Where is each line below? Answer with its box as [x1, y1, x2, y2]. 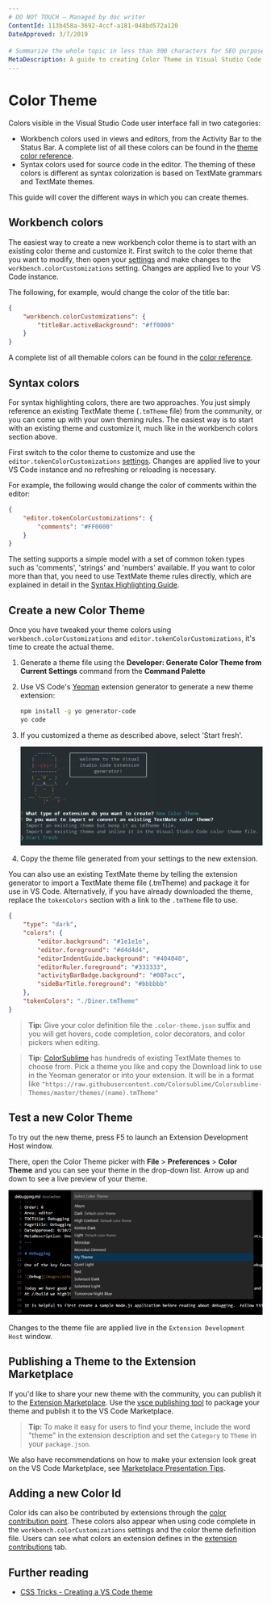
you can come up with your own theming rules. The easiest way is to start [8, 415, 254, 424]
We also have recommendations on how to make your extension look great [8, 1455, 256, 1464]
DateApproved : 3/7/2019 [8, 30, 89, 38]
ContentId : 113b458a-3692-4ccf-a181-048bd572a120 [8, 21, 179, 30]
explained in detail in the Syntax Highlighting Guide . [8, 580, 180, 590]
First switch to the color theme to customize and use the [8, 447, 196, 457]
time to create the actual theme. [8, 642, 115, 652]
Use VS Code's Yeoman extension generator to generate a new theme [19, 682, 254, 692]
